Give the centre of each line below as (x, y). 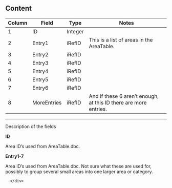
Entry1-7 (15, 156)
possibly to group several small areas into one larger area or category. (79, 172)
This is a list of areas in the (121, 39)
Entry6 (40, 88)
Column (18, 23)
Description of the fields (31, 126)
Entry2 (40, 54)
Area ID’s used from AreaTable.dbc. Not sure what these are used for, (79, 166)
